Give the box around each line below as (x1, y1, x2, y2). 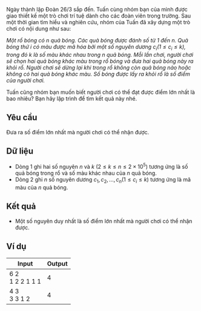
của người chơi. (6, 76, 45, 84)
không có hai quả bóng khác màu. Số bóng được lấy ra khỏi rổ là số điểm (6, 70, 191, 77)
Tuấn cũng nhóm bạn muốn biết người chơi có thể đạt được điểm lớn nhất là (6, 88, 196, 96)
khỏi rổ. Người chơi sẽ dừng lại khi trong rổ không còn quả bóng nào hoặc (6, 64, 191, 71)
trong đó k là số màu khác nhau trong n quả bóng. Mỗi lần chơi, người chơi (6, 51, 194, 58)
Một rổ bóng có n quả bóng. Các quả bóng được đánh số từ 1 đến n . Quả (6, 37, 189, 44)
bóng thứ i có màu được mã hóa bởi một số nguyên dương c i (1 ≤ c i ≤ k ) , (6, 43, 186, 51)
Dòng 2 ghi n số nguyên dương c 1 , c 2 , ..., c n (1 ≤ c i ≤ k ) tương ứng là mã (15, 176, 191, 185)
